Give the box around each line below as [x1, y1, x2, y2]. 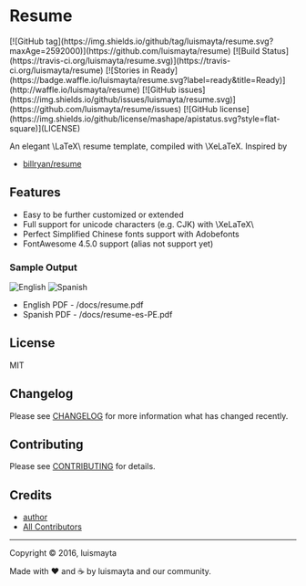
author [22, 512, 48, 523]
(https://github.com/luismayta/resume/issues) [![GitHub [9, 103, 219, 114]
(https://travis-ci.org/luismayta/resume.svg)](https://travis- [9, 55, 231, 66]
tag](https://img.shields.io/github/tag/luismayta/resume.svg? [45, 36, 274, 47]
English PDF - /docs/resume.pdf [22, 299, 144, 310]
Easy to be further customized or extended [22, 209, 184, 220]
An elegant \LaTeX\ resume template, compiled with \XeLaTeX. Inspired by [9, 141, 288, 152]
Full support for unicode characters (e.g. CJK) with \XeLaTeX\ [22, 218, 255, 229]
